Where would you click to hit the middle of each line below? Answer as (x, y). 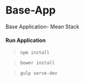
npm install (35, 53)
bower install (37, 63)
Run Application (26, 40)
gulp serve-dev (39, 73)
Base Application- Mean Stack (42, 27)
